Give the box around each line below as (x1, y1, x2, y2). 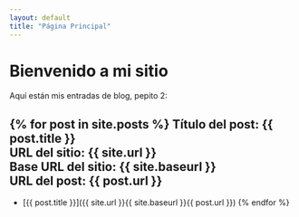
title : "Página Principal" (9, 22, 111, 31)
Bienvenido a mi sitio (9, 61, 169, 81)
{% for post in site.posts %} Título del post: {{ (9, 117, 274, 132)
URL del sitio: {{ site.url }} (9, 145, 157, 160)
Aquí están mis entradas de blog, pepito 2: (9, 90, 168, 101)
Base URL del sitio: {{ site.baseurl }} (9, 159, 217, 175)
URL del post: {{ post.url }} (9, 173, 163, 188)
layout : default (9, 13, 71, 23)
